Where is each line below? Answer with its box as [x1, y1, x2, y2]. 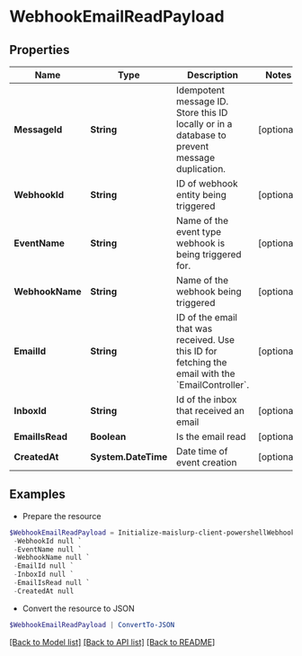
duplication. [176, 163, 226, 175]
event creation [176, 456, 237, 469]
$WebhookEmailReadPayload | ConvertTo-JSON [9, 620, 175, 629]
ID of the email [176, 311, 238, 323]
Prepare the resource [22, 510, 102, 521]
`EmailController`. [176, 379, 250, 391]
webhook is [176, 237, 226, 249]
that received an [176, 405, 245, 417]
